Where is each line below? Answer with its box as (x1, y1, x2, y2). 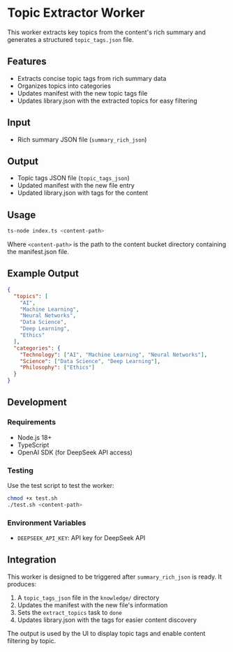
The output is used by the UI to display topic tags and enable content (7, 629, 206, 637)
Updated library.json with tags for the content (17, 188, 149, 197)
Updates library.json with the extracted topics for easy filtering (17, 96, 197, 105)
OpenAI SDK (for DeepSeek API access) (17, 448, 133, 457)
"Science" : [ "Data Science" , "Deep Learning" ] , (20, 357, 160, 364)
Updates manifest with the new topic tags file (17, 89, 148, 97)
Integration (7, 554, 57, 566)
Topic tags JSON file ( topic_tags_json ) (17, 174, 130, 182)
